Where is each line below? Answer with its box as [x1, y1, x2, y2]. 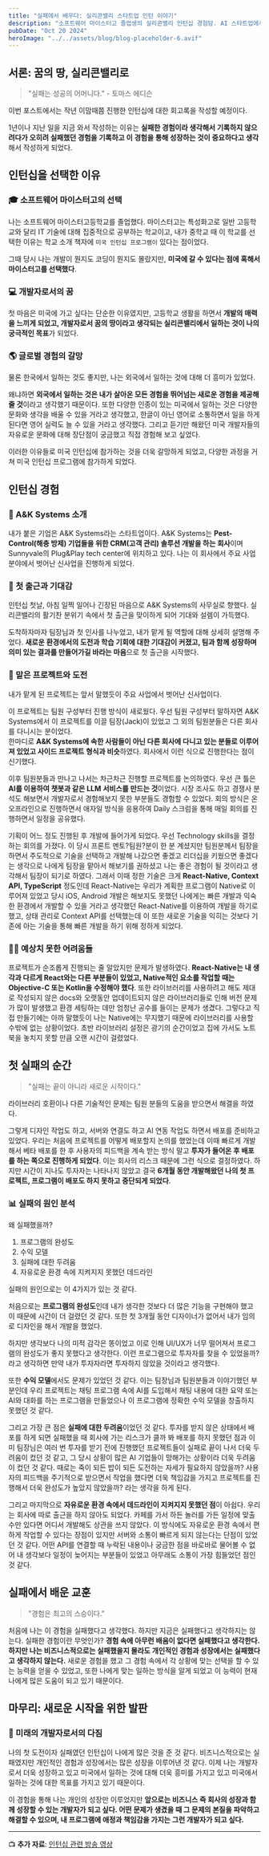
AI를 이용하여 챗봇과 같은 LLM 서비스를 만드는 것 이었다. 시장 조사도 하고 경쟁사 [8, 783, 252, 793]
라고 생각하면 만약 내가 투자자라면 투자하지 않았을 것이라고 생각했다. [8, 1358, 220, 1368]
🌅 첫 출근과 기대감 [8, 580, 73, 591]
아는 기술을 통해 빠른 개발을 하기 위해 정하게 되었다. [22, 920, 183, 931]
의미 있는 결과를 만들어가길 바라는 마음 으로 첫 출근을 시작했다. [8, 648, 199, 657]
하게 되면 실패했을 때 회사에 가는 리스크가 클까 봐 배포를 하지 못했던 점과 [22, 1433, 247, 1443]
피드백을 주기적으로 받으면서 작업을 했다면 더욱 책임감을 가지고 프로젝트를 [22, 1473, 252, 1483]
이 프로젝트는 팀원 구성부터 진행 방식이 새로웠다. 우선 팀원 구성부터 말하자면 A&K [8, 706, 259, 716]
